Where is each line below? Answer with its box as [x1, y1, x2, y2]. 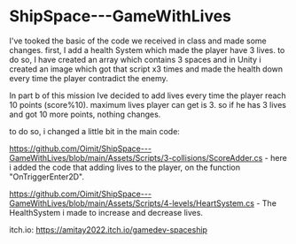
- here [264, 152, 288, 163]
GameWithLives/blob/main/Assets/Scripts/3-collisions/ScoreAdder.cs [9, 152, 263, 163]
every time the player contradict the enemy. [9, 72, 168, 83]
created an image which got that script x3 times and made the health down [9, 64, 284, 74]
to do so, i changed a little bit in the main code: [9, 126, 180, 136]
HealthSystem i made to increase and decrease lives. [9, 207, 204, 217]
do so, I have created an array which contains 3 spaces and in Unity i [9, 54, 261, 65]
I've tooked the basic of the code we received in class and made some [9, 35, 268, 46]
